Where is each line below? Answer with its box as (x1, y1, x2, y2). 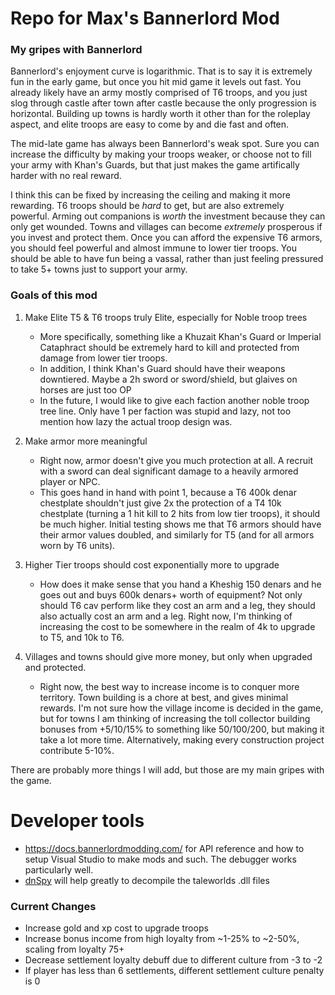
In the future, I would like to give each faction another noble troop (39, 394, 310, 406)
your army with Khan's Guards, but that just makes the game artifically (10, 159, 300, 171)
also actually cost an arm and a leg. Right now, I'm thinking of (39, 610, 293, 622)
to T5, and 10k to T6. (39, 631, 125, 643)
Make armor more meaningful (24, 435, 148, 447)
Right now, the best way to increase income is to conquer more (39, 680, 300, 692)
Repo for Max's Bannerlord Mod (10, 7, 280, 30)
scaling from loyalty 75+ (24, 943, 125, 956)
